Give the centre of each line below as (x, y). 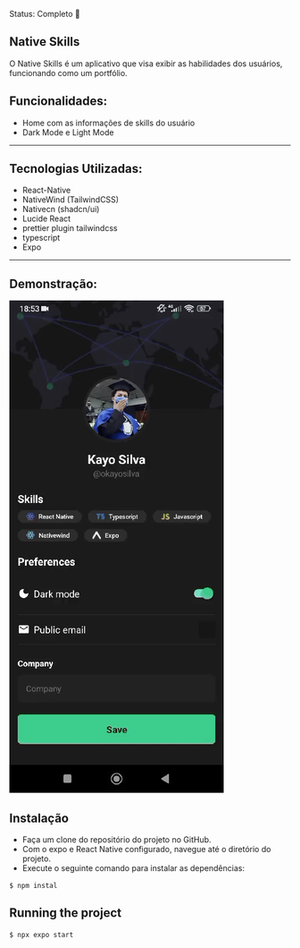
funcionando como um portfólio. (68, 73)
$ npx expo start (42, 935)
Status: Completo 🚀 (45, 14)
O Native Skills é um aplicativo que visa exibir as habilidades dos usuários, (146, 64)
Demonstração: (54, 283)
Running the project (66, 913)
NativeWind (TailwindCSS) (70, 200)
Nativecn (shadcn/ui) (61, 209)
